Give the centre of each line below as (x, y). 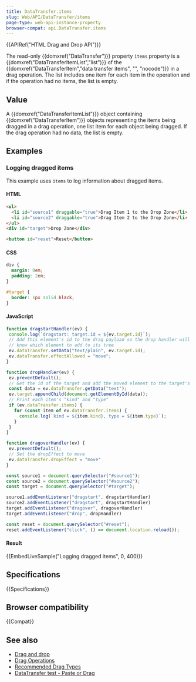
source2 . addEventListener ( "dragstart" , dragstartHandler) (78, 503)
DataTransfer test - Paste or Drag (55, 673)
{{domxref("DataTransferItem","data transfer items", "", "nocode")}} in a (93, 69)
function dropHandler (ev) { (40, 372)
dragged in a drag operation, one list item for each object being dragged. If (97, 127)
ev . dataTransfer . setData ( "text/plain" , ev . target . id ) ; (77, 351)
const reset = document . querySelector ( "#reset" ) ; (68, 524)
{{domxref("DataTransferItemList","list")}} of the (64, 62)
